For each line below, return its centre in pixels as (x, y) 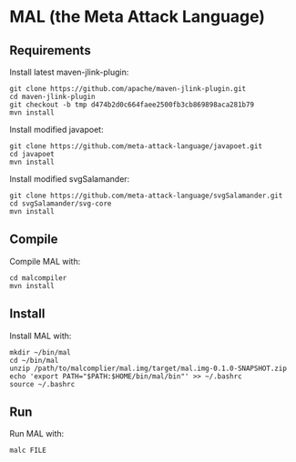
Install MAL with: (41, 336)
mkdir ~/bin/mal (40, 352)
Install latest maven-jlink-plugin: (69, 72)
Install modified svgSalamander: (70, 179)
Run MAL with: (37, 434)
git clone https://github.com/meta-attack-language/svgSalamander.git (146, 196)
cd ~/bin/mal (34, 360)
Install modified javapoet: (56, 130)
